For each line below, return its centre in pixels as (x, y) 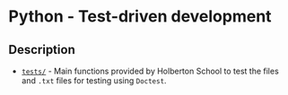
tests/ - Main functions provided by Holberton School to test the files (150, 71)
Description (42, 50)
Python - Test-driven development (140, 17)
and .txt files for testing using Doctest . (94, 81)
